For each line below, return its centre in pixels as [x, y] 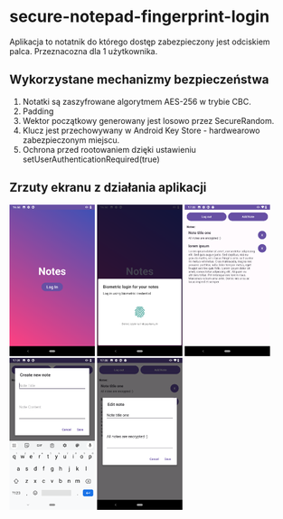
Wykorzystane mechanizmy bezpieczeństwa [139, 80]
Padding [38, 111]
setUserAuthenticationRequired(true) [91, 159]
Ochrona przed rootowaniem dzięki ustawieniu [109, 149]
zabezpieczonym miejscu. [71, 140]
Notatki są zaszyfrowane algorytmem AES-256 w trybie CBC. [137, 101]
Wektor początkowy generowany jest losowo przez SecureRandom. [148, 120]
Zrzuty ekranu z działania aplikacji [108, 188]
